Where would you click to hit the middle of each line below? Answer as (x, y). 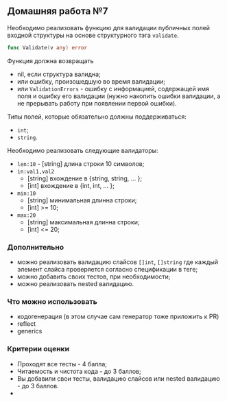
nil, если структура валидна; (59, 74)
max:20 (26, 215)
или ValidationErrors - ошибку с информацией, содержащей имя (113, 88)
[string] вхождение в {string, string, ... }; (85, 178)
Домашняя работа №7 (58, 11)
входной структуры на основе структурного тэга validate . (93, 35)
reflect (26, 324)
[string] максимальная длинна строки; (83, 222)
